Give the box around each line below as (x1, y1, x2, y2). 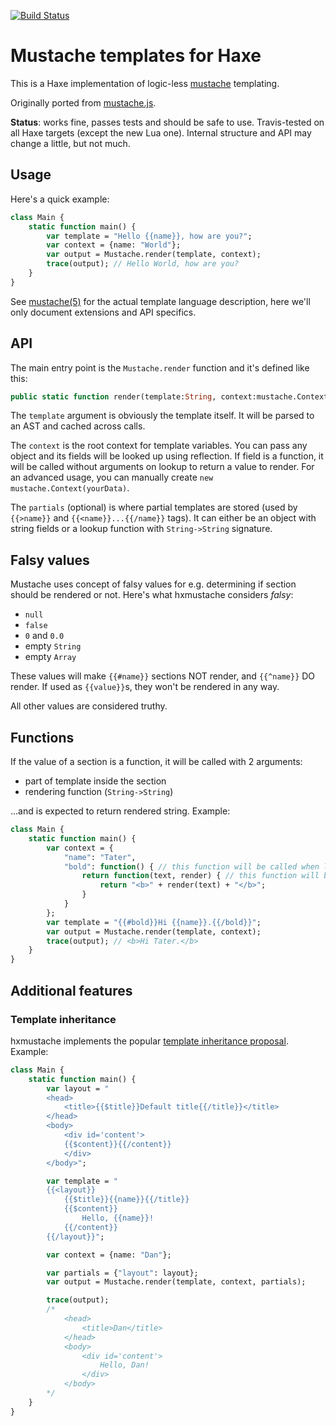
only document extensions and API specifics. (10, 306, 197, 318)
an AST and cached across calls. (10, 420, 146, 432)
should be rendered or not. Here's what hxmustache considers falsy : (10, 589, 294, 601)
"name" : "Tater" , (63, 852, 137, 862)
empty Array (24, 651, 77, 663)
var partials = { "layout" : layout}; (46, 1268, 199, 1278)
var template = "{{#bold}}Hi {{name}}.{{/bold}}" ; (46, 917, 262, 927)
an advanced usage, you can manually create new (10, 471, 214, 484)
